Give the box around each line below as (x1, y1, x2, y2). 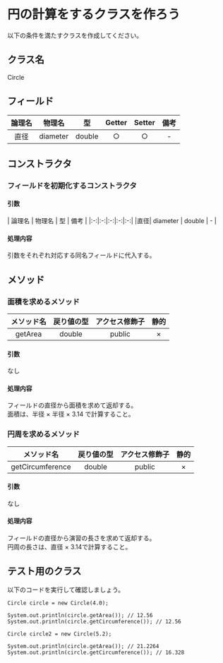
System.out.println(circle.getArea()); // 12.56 (7, 611, 153, 619)
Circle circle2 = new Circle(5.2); (7, 630, 112, 638)
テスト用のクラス (7, 566, 82, 578)
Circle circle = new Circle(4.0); (7, 599, 109, 607)
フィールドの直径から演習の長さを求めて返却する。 (7, 534, 156, 542)
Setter (133, 117, 155, 127)
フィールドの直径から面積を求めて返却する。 (7, 401, 138, 410)
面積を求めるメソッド (7, 297, 80, 306)
